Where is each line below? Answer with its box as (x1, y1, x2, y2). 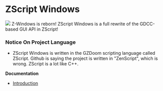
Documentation (5, 70, 39, 76)
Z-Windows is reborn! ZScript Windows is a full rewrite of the (11, 21, 139, 27)
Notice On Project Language (5, 39, 76, 46)
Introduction (12, 80, 38, 86)
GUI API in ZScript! (19, 26, 58, 32)
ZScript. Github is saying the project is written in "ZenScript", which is (12, 55, 158, 61)
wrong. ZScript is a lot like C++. (12, 61, 79, 67)
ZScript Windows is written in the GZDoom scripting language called (12, 50, 155, 56)
